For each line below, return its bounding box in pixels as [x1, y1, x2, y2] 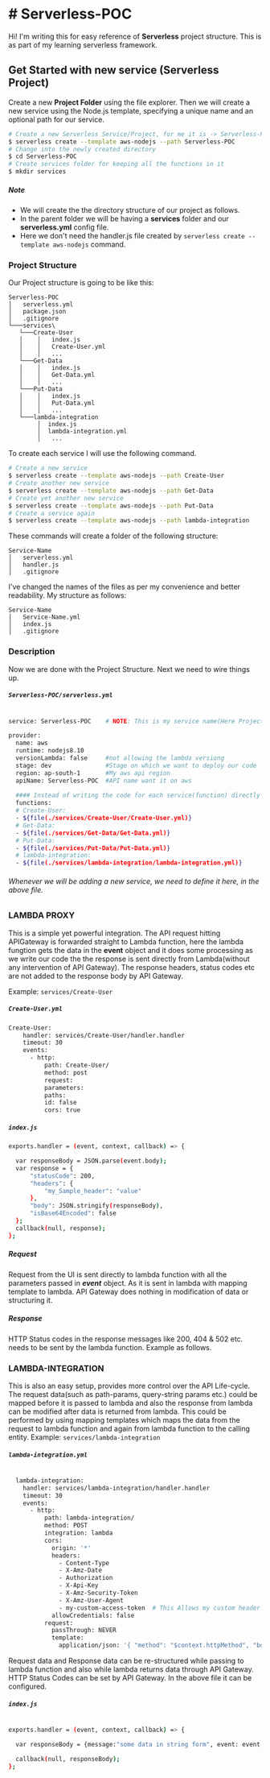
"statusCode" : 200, [29, 1171, 95, 1180]
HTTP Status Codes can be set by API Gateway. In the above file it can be [8, 1673, 252, 1682]
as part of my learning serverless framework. [8, 39, 158, 49]
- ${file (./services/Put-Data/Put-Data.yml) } [15, 843, 171, 852]
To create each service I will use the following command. [8, 449, 197, 458]
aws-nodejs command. [52, 239, 126, 249]
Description [8, 646, 55, 657]
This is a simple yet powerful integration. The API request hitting [8, 928, 221, 938]
